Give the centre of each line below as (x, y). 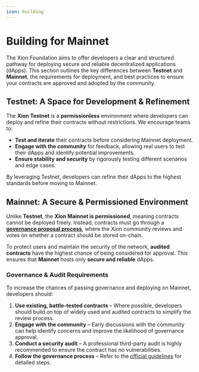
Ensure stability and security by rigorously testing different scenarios (101, 159)
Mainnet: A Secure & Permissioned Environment (97, 202)
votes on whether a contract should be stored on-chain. (75, 235)
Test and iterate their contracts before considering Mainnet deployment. (104, 140)
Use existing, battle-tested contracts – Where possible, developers (99, 306)
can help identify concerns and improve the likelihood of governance (99, 331)
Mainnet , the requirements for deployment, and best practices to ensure (95, 76)
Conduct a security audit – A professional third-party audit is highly (98, 343)
